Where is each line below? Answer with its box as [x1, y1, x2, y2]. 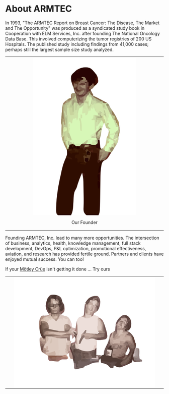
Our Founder [71, 219, 98, 225]
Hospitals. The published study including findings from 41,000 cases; [5, 41, 149, 47]
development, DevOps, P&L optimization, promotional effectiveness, [5, 246, 146, 252]
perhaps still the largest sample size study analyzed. [5, 46, 114, 52]
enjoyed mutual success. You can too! [5, 256, 84, 262]
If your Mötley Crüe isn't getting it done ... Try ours [5, 266, 110, 272]
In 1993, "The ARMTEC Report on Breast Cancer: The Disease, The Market [5, 20, 160, 26]
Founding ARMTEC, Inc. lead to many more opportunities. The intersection [5, 235, 159, 241]
